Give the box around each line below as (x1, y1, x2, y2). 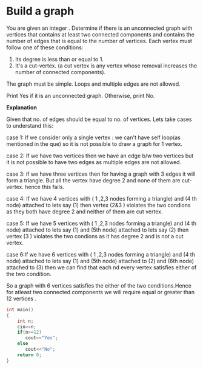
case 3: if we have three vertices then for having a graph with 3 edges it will (6, 170, 196, 178)
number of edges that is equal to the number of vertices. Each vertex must (6, 37, 193, 44)
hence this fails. (25, 183, 65, 190)
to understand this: (6, 122, 53, 129)
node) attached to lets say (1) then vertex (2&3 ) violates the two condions (6, 201, 191, 209)
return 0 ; (17, 351, 42, 358)
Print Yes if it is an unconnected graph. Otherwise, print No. (6, 92, 155, 99)
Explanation (6, 103, 38, 111)
